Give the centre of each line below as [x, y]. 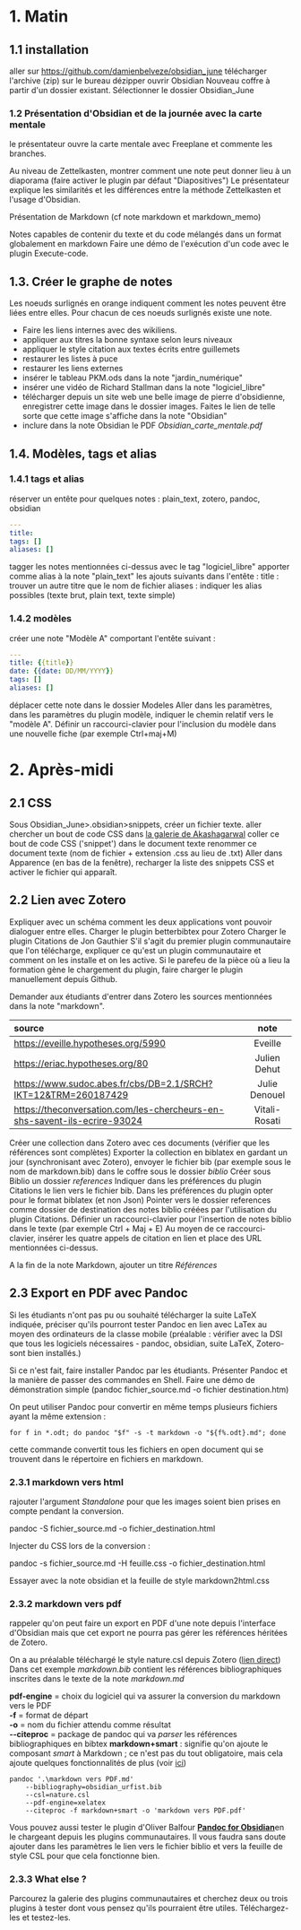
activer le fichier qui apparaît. [64, 872]
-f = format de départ [49, 1716]
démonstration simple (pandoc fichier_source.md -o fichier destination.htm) [149, 1389]
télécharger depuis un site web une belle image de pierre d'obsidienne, [154, 397]
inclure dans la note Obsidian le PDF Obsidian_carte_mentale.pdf [142, 426]
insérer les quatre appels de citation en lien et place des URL [150, 1238]
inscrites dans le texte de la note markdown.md [97, 1679]
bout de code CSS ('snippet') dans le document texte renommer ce [133, 843]
